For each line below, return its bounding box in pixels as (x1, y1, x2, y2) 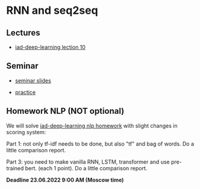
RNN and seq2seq (6, 4, 98, 17)
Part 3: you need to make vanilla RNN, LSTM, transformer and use (6, 158, 170, 166)
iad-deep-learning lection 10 (14, 43, 86, 51)
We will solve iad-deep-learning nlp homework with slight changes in (6, 122, 178, 129)
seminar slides (14, 76, 51, 84)
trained (6, 164, 24, 172)
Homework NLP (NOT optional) (6, 106, 125, 116)
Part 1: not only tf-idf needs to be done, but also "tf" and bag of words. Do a (6, 140, 195, 147)
